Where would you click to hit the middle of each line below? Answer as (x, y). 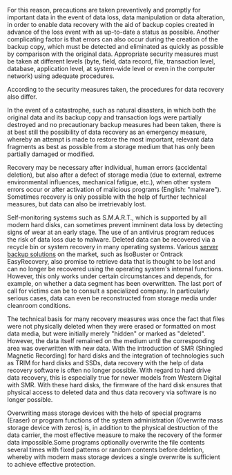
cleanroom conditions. (39, 306)
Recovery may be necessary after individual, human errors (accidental (107, 167)
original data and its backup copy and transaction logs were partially (105, 117)
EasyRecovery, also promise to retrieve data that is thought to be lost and (111, 261)
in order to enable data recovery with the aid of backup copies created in (111, 25)
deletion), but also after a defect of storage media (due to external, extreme (115, 175)
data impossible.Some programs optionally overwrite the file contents (106, 442)
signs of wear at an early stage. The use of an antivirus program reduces (111, 232)
